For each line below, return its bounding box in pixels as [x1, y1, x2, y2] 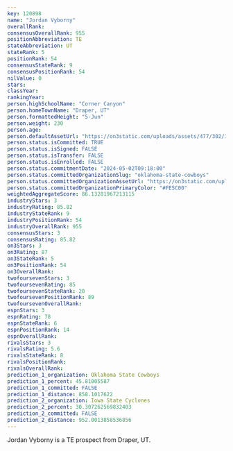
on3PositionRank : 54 [7, 262, 67, 269]
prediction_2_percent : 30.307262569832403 [7, 404, 132, 411]
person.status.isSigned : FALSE [7, 146, 98, 153]
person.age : [7, 126, 42, 133]
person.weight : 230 [7, 119, 64, 127]
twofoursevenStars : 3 [7, 275, 70, 282]
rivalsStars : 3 [7, 339, 51, 346]
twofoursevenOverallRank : [7, 300, 82, 307]
